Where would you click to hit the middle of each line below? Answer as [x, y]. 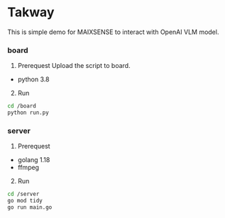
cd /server [23, 194]
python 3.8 [33, 79]
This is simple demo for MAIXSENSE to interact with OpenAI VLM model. [113, 32]
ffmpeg [28, 168]
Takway [31, 12]
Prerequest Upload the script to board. [74, 66]
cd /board [22, 106]
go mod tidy [25, 201]
